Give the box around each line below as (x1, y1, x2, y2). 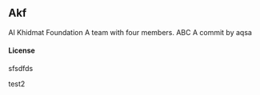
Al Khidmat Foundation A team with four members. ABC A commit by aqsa (8, 27, 252, 37)
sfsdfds (8, 64, 34, 73)
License (8, 46, 36, 55)
